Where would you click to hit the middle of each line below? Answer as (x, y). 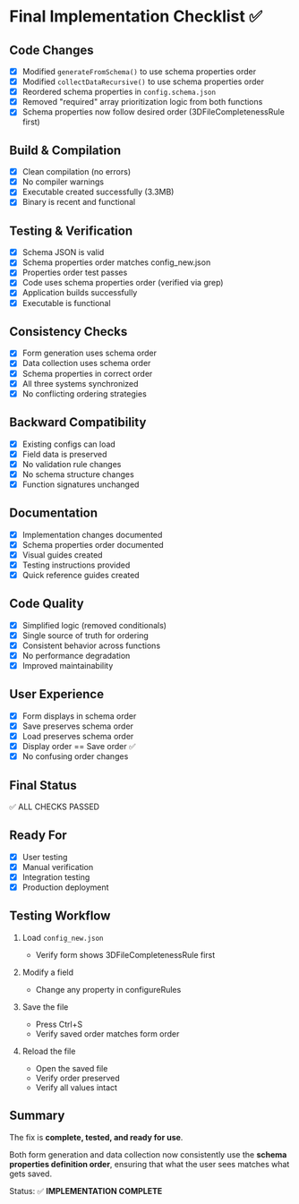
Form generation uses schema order (89, 353)
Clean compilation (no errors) (77, 172)
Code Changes (51, 50)
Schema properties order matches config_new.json (116, 262)
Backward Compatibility (78, 423)
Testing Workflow (60, 916)
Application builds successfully (80, 293)
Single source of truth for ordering (85, 635)
